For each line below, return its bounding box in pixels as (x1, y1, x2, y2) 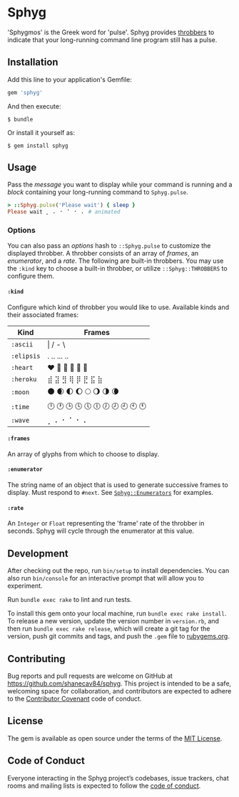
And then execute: (7, 101, 61, 111)
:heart (11, 364, 34, 371)
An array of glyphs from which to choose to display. (7, 449, 160, 458)
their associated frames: (7, 310, 79, 319)
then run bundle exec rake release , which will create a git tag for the (7, 624, 210, 633)
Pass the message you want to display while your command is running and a (7, 180, 233, 189)
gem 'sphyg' (7, 89, 43, 96)
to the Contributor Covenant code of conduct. (7, 694, 142, 703)
